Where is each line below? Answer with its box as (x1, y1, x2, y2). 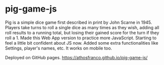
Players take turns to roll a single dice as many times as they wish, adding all (5, 24, 160, 30)
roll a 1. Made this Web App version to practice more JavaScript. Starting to (5, 35, 157, 41)
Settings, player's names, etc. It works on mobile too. (5, 45, 113, 51)
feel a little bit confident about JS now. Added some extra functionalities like (5, 40, 159, 46)
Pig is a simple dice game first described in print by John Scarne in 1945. (5, 19, 152, 25)
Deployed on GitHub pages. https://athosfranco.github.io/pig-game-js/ (5, 54, 148, 60)
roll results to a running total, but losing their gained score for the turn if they (5, 30, 160, 35)
